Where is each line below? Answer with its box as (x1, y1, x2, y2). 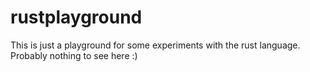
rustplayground (10, 6, 143, 29)
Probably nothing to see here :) (10, 49, 138, 61)
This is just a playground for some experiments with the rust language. (10, 39, 301, 51)
